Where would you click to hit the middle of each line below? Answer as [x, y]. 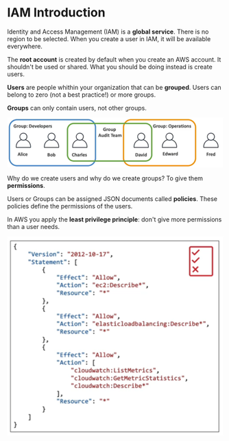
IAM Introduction [56, 13]
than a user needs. [34, 227]
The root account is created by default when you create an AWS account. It [114, 59]
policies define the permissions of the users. [70, 206]
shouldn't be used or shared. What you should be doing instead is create [110, 67]
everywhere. [25, 46]
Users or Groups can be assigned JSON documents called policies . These [112, 199]
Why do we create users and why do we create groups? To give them [105, 178]
